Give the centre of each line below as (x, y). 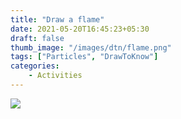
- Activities (55, 76)
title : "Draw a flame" (57, 19)
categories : (35, 66)
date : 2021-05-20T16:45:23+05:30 (80, 29)
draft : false (37, 38)
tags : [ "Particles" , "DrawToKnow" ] (84, 57)
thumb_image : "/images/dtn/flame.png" (91, 47)
